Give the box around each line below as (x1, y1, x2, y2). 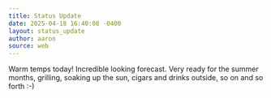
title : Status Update (8, 11, 82, 20)
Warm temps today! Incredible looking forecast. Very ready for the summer (8, 64, 259, 74)
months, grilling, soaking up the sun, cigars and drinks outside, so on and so (8, 73, 264, 83)
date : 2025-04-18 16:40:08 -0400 (8, 19, 122, 28)
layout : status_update (8, 27, 85, 35)
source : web (8, 42, 49, 50)
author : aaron (8, 34, 57, 43)
